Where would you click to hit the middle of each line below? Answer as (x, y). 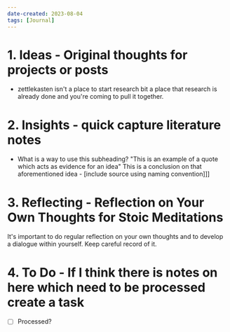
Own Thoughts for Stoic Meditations (115, 217)
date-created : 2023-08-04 (45, 14)
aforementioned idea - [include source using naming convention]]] (114, 174)
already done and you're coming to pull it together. (90, 97)
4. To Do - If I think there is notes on (113, 272)
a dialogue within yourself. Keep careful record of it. (82, 244)
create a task (46, 302)
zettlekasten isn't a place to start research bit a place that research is (117, 89)
